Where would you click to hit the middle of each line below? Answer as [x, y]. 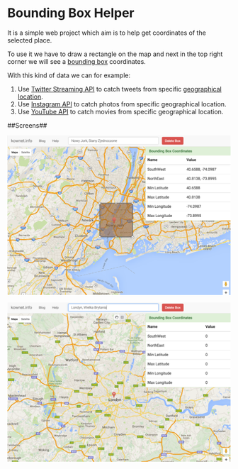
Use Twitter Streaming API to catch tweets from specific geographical [119, 89]
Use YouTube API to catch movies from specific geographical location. [120, 111]
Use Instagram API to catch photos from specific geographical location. [122, 104]
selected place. [30, 40]
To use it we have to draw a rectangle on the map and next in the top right [115, 54]
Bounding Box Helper [71, 13]
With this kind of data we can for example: [69, 75]
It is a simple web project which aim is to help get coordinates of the [107, 33]
